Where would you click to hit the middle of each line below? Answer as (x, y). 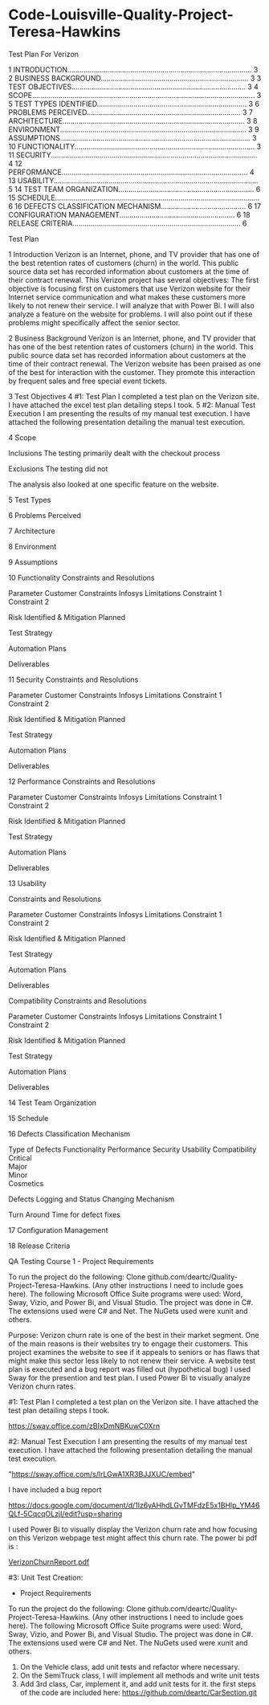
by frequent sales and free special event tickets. (88, 381)
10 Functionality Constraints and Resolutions (82, 577)
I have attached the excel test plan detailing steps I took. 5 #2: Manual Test (132, 405)
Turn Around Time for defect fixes (64, 1214)
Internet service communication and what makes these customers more (127, 297)
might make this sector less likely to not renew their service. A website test (132, 1360)
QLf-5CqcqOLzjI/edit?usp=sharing (65, 1513)
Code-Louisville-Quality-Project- (121, 15)
